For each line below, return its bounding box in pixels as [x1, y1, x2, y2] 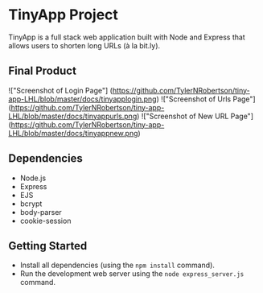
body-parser [19, 207, 62, 217]
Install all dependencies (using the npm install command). [19, 260, 216, 270]
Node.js [19, 173, 47, 183]
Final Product [8, 64, 76, 78]
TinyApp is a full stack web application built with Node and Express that [8, 32, 245, 42]
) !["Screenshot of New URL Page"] [136, 111, 253, 121]
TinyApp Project [8, 6, 119, 24]
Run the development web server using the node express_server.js [19, 269, 245, 279]
